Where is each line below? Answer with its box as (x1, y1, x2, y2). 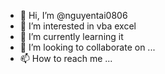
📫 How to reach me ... (19, 53, 113, 64)
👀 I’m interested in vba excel (19, 20, 137, 32)
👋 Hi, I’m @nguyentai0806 (19, 10, 128, 21)
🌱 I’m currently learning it (19, 31, 124, 42)
